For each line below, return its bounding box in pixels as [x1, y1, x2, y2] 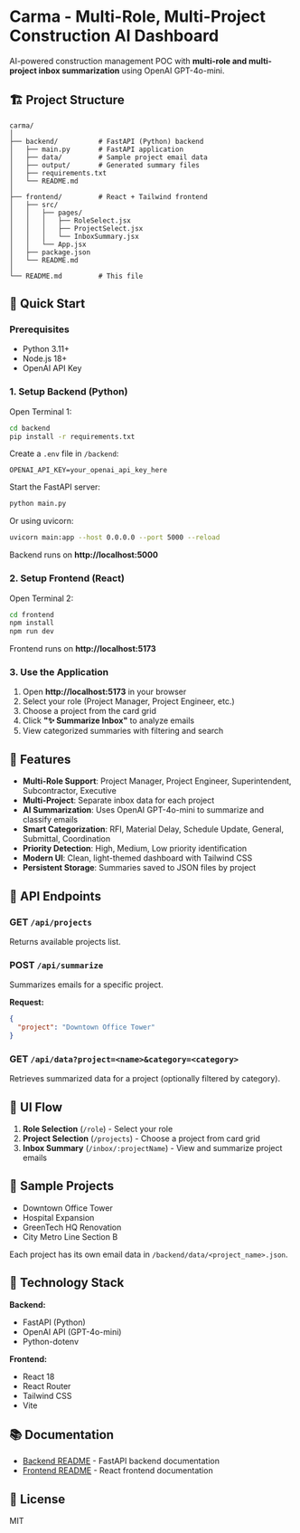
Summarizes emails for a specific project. [9, 979, 164, 990]
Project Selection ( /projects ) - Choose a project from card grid [22, 1133, 260, 1144]
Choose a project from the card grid [22, 706, 156, 717]
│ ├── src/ [9, 200, 59, 209]
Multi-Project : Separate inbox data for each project [22, 795, 215, 806]
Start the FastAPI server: [9, 481, 101, 492]
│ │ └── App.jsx [9, 240, 88, 249]
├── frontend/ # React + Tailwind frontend [9, 192, 208, 201]
